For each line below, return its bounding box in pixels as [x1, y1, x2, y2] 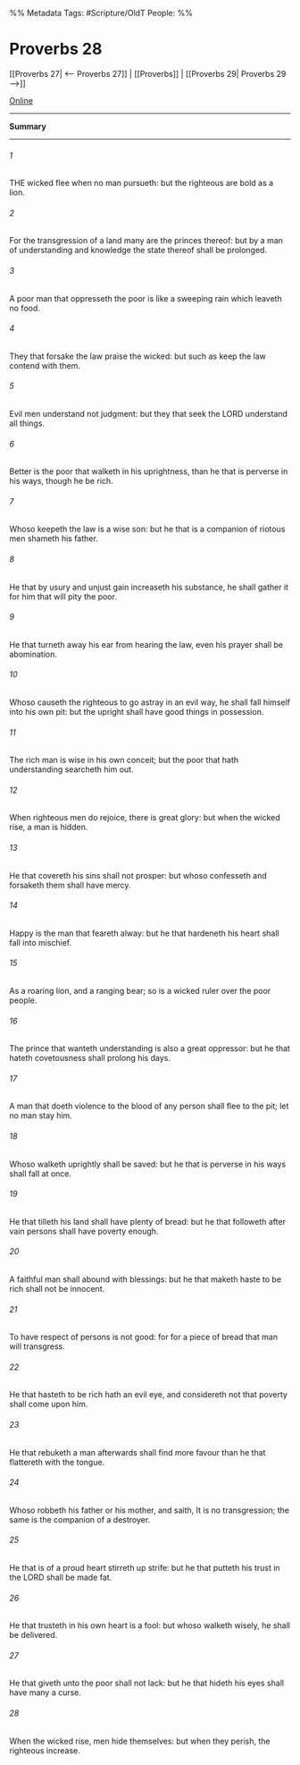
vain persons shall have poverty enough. [9, 1226, 159, 1236]
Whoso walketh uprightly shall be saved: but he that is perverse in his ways [9, 1158, 287, 1169]
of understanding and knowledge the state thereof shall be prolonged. [9, 245, 268, 256]
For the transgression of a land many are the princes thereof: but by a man [9, 235, 284, 246]
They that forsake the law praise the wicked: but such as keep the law [9, 351, 266, 361]
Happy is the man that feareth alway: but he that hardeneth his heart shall [9, 928, 279, 938]
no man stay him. [9, 1110, 73, 1121]
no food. [9, 302, 40, 313]
